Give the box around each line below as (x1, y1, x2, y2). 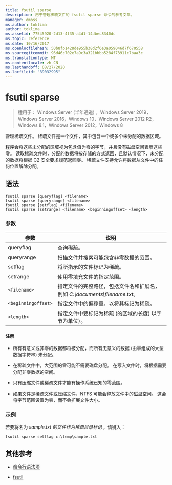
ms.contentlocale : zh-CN (5, 60, 58, 65)
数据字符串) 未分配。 (12, 352, 56, 358)
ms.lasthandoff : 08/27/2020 (5, 65, 66, 70)
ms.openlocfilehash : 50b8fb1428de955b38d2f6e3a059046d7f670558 (5, 46, 143, 51)
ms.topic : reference (5, 36, 50, 42)
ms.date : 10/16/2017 (5, 41, 50, 46)
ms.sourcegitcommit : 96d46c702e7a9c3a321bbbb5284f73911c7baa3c (5, 50, 143, 55)
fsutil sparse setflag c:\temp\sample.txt (5, 434, 97, 439)
